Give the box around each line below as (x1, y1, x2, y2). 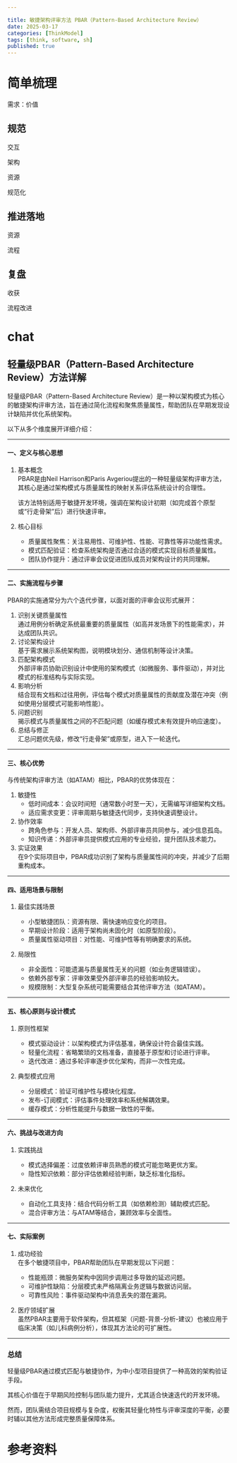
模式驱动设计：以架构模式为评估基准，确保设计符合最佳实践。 (28, 1039, 208, 1048)
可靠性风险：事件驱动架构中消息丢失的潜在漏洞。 (28, 1291, 171, 1299)
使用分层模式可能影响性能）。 (23, 699, 108, 707)
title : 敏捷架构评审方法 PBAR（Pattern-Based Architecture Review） (7, 16, 202, 23)
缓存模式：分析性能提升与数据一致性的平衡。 (28, 1104, 159, 1113)
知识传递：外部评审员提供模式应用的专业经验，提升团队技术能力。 (28, 835, 220, 843)
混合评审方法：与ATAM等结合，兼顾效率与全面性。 (28, 1208, 176, 1216)
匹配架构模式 (17, 655, 55, 663)
